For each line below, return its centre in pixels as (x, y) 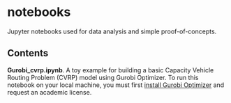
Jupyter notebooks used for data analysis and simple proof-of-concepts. (112, 31)
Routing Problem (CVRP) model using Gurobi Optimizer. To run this (103, 77)
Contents (28, 53)
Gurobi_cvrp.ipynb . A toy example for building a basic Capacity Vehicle (111, 70)
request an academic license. (50, 92)
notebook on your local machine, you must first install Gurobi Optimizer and (116, 85)
